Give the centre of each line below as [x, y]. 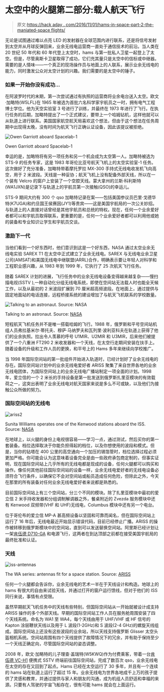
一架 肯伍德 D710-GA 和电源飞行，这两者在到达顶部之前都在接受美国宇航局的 [82, 533]
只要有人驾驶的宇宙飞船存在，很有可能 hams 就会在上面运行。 [76, 685]
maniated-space [33, 30]
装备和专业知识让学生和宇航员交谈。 [45, 222]
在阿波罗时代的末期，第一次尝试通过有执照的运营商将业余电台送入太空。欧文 [82, 97]
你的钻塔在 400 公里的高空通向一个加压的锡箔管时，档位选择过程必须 [87, 451]
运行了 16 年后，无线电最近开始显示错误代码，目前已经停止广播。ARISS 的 [79, 521]
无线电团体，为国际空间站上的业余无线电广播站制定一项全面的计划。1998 [78, 371]
